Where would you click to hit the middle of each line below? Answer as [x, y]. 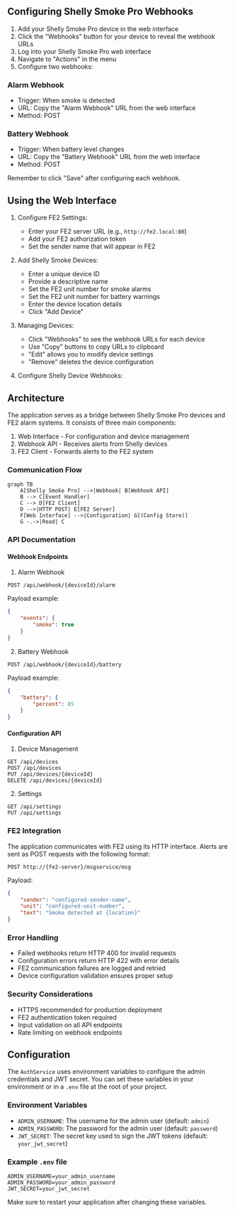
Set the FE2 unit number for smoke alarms [90, 289]
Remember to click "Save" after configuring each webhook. [94, 178]
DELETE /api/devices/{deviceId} [55, 780]
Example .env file [37, 1162]
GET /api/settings [34, 807]
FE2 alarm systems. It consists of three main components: [92, 423]
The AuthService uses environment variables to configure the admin [106, 1072]
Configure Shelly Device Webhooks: [70, 376]
